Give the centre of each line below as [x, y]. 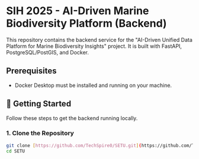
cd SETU [16, 151]
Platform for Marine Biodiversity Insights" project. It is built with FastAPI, [94, 46]
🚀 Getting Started [39, 104]
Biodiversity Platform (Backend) [86, 23]
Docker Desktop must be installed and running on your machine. [93, 85]
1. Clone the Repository [40, 133]
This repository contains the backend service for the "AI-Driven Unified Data [99, 40]
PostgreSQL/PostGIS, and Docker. [48, 52]
